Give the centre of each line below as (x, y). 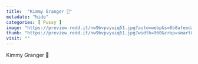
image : (14, 28)
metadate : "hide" (27, 17)
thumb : (14, 33)
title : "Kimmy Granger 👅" (39, 11)
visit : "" (18, 38)
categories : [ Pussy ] (34, 22)
